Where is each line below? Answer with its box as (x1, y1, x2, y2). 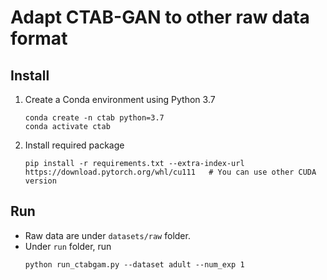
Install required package (24, 139, 125, 151)
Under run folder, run (24, 240, 112, 252)
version (24, 176, 57, 186)
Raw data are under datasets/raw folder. (24, 229, 191, 241)
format (10, 27, 68, 50)
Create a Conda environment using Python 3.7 (24, 94, 216, 105)
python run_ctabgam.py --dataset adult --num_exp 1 (24, 259, 245, 270)
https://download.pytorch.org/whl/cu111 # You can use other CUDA (24, 167, 317, 177)
